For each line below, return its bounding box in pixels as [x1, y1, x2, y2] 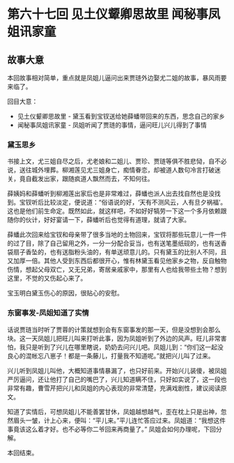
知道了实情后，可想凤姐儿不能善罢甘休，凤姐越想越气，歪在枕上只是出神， [7, 407, 221, 416]
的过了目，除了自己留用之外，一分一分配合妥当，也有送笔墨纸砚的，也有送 [7, 239, 221, 248]
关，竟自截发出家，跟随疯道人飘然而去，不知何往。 [7, 175, 154, 183]
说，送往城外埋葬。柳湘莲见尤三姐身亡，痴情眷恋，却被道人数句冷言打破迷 [7, 166, 221, 175]
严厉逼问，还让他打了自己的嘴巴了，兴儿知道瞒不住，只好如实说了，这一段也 [7, 375, 227, 383]
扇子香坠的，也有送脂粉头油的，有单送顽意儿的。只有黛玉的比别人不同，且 [13, 248, 227, 256]
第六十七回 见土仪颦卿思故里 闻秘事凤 [7, 6, 221, 22]
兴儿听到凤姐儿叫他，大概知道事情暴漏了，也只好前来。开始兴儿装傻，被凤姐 [7, 366, 227, 374]
